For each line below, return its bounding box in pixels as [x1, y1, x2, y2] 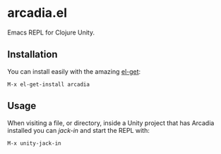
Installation [7, 49, 58, 60]
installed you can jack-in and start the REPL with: [7, 126, 150, 134]
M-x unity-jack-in [7, 139, 61, 147]
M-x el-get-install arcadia [7, 81, 90, 88]
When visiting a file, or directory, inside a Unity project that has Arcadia [7, 118, 215, 127]
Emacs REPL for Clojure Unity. [7, 28, 95, 37]
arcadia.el [7, 5, 68, 21]
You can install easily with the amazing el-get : [7, 67, 141, 75]
